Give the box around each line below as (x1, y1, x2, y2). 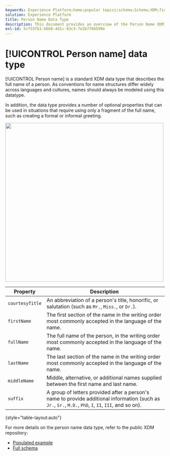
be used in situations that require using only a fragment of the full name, (5, 107, 156, 113)
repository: (5, 430, 28, 436)
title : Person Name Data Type (5, 17, 69, 22)
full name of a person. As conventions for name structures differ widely (5, 81, 154, 87)
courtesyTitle (8, 300, 42, 307)
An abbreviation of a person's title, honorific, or (46, 297, 158, 304)
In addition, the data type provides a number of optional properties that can (5, 102, 162, 108)
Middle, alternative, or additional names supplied (46, 374, 162, 381)
